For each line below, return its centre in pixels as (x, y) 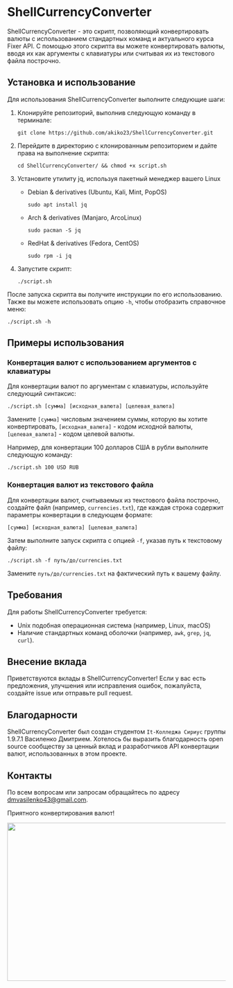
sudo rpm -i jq (49, 256)
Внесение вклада (47, 662)
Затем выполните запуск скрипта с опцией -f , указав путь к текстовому (115, 540)
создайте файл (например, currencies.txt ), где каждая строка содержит (115, 508)
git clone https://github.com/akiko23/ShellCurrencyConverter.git (115, 132)
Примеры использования (66, 343)
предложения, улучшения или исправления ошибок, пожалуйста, (105, 686)
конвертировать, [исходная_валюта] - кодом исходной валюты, (100, 426)
